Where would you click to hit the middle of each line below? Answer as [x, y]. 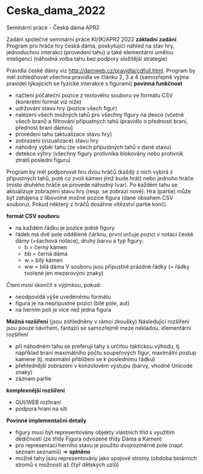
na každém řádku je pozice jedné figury [65, 228]
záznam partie [33, 378]
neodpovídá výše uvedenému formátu [63, 297]
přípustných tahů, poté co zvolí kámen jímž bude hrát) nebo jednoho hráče [100, 178]
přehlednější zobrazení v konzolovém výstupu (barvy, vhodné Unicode [104, 366]
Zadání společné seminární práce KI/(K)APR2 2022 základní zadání [91, 39]
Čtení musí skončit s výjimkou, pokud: [54, 285]
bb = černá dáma [46, 253]
